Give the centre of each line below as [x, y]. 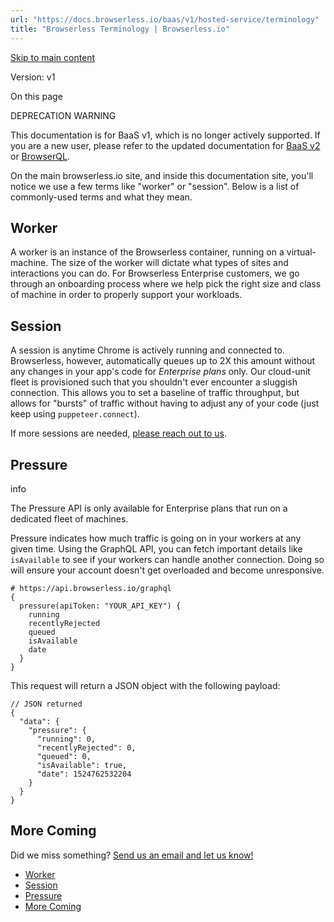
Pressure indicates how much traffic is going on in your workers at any [156, 538]
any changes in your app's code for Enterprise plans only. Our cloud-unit [160, 372]
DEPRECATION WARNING [63, 115]
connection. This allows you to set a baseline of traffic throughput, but [155, 393]
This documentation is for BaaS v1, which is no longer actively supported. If [165, 135]
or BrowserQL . [40, 156]
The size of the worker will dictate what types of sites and [169, 263]
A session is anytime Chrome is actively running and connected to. [147, 350]
